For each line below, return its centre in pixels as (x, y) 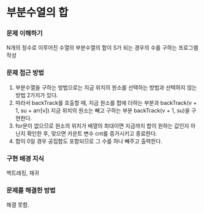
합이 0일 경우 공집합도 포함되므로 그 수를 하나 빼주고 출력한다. (89, 141)
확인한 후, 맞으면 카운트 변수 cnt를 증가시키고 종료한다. (92, 133)
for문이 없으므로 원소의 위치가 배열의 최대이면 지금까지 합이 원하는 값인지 (102, 126)
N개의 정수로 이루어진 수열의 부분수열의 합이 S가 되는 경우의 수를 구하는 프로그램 (102, 48)
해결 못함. (18, 205)
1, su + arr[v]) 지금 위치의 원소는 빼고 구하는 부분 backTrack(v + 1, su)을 (102, 110)
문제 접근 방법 (25, 73)
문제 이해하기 (25, 33)
